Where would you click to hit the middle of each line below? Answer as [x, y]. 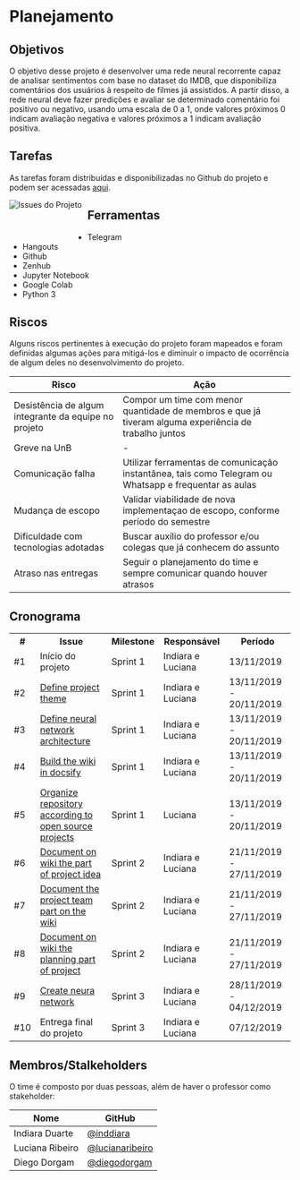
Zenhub [37, 265]
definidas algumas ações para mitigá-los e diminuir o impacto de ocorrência [150, 353]
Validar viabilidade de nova [179, 500]
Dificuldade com [48, 536]
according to [67, 815]
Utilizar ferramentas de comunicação [200, 463]
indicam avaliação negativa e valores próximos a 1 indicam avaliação [135, 119]
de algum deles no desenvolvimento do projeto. [97, 363]
